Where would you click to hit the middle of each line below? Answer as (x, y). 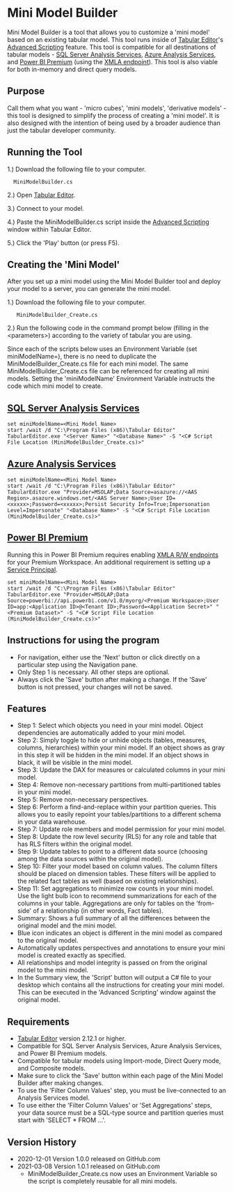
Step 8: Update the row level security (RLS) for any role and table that (117, 837)
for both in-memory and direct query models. (72, 69)
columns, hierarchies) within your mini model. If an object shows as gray (121, 747)
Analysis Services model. (54, 1098)
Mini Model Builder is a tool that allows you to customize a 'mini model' (109, 32)
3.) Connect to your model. (46, 208)
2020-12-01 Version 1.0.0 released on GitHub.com (89, 1159)
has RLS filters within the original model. (75, 844)
